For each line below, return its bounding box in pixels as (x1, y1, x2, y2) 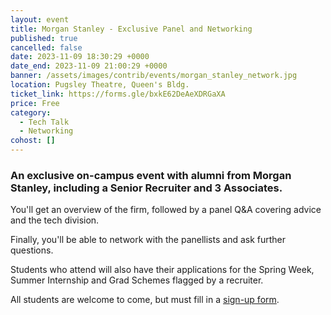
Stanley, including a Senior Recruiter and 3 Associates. (10, 181, 283, 195)
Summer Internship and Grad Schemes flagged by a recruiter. (10, 274, 264, 286)
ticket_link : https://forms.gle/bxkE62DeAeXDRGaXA (10, 89, 226, 99)
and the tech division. (10, 214, 100, 226)
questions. (10, 244, 54, 256)
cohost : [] (10, 136, 56, 146)
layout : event (10, 14, 70, 25)
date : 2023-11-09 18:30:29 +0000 (10, 52, 150, 62)
